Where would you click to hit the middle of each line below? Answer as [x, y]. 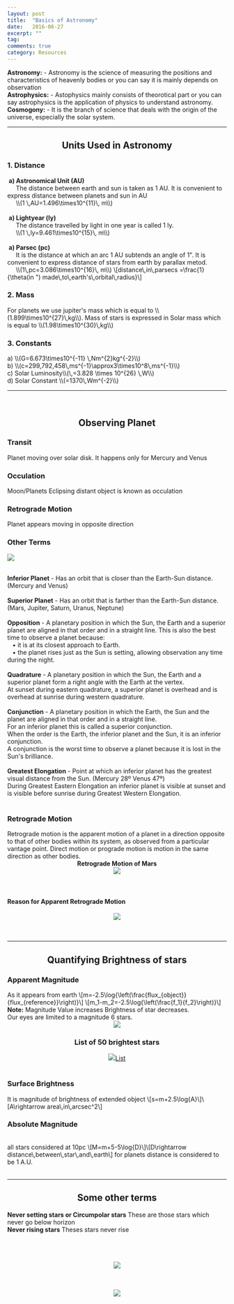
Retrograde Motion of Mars [117, 864]
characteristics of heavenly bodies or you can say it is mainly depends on [112, 80]
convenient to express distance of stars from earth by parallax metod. [107, 262]
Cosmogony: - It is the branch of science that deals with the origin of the [112, 110]
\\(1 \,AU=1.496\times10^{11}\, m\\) [64, 202]
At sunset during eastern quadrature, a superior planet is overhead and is [112, 689]
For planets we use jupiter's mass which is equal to [80, 310]
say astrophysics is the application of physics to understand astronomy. [110, 102]
